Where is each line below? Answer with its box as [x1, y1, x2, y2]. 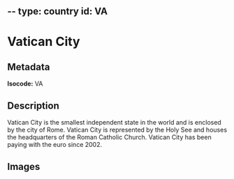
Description [7, 100, 59, 111]
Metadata [7, 61, 50, 72]
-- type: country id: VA [7, 6, 108, 17]
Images [7, 160, 41, 173]
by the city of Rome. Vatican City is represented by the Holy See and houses [7, 125, 228, 134]
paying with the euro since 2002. [7, 141, 103, 149]
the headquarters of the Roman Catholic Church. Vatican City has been [7, 133, 212, 141]
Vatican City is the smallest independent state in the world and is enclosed [7, 118, 221, 127]
